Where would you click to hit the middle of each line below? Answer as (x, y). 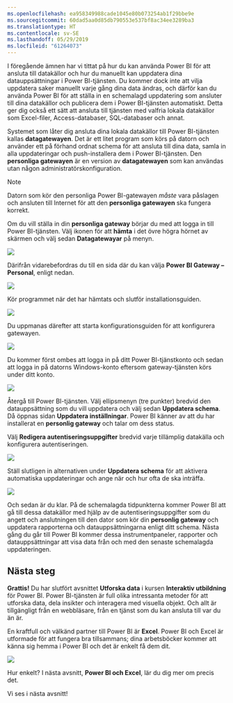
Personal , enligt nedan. (41, 272)
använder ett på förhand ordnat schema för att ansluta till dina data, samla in (116, 146)
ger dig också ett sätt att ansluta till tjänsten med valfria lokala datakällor (111, 110)
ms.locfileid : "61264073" (45, 46)
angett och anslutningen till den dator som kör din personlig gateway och (113, 520)
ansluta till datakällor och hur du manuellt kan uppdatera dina (95, 73)
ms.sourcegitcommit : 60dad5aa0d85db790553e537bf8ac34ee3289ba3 (101, 20)
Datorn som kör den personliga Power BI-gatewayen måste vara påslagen (113, 195)
